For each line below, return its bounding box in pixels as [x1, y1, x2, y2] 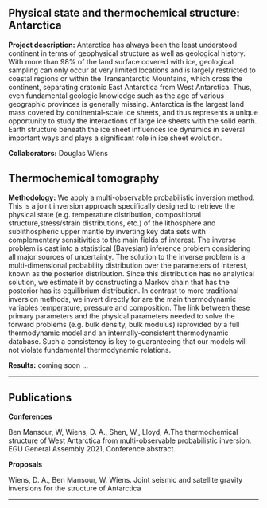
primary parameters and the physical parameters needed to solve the [8, 311, 236, 321]
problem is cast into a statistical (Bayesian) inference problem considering [8, 243, 251, 253]
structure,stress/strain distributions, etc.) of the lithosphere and [8, 218, 216, 228]
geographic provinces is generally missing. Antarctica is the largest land [8, 99, 245, 108]
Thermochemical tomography [8, 171, 160, 186]
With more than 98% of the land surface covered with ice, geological [8, 57, 234, 66]
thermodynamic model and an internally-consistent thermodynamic [8, 328, 229, 338]
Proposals [8, 459, 43, 469]
